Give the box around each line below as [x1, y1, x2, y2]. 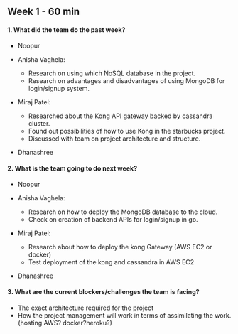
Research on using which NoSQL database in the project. [28, 69, 196, 77]
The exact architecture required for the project [17, 303, 154, 312]
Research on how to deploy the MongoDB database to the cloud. [28, 208, 218, 216]
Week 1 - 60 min [7, 6, 80, 18]
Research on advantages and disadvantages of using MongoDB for [28, 76, 225, 85]
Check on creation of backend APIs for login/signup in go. [28, 215, 198, 223]
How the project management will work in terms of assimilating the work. [17, 311, 232, 319]
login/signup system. [28, 84, 90, 92]
